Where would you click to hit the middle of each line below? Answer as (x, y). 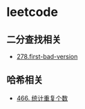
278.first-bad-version (47, 57)
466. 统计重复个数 (42, 98)
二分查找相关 (34, 39)
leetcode (32, 12)
